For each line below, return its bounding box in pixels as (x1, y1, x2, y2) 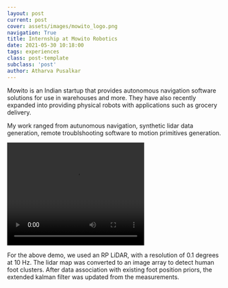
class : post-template (7, 55, 69, 62)
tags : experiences (7, 49, 60, 56)
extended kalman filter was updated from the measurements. (7, 272, 179, 281)
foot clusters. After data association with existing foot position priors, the (7, 265, 212, 274)
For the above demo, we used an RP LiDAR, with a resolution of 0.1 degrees (7, 251, 219, 259)
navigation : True (7, 29, 57, 36)
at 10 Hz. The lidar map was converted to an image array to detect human (7, 258, 214, 266)
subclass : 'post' (7, 61, 57, 68)
